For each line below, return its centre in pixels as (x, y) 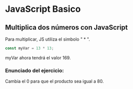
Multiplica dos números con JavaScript (66, 27)
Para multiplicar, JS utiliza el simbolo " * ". (48, 39)
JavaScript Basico (43, 9)
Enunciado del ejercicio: (34, 70)
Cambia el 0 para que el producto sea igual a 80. (54, 81)
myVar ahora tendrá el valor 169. (38, 57)
